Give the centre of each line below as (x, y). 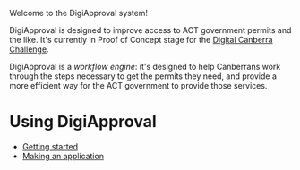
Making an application (63, 156)
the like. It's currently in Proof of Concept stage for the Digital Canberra (141, 40)
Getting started (50, 146)
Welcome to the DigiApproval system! (79, 13)
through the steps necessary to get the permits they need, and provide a (143, 76)
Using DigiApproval (83, 122)
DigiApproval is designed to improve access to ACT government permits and (150, 30)
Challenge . (29, 49)
